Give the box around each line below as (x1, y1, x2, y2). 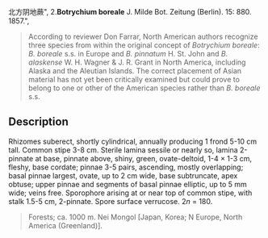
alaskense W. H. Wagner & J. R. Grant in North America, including (27, 57, 246, 67)
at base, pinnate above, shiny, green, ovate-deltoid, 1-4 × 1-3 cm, (35, 153, 253, 163)
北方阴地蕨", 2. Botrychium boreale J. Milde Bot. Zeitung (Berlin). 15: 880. (8, 7, 252, 16)
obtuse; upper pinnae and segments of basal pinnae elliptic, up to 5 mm (8, 179, 248, 189)
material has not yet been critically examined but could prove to (27, 75, 241, 84)
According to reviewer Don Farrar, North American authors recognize (27, 31, 258, 41)
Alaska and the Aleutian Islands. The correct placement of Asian (27, 66, 242, 75)
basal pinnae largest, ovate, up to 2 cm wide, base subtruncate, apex (8, 170, 238, 180)
